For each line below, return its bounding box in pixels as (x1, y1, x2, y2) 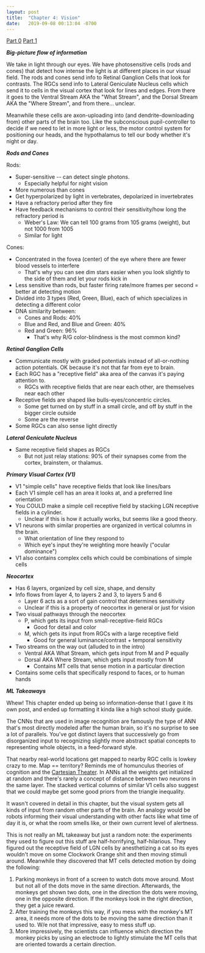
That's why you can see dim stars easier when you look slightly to (24, 269, 190, 276)
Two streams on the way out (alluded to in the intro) (15, 643, 145, 651)
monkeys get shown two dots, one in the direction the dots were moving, (15, 889, 198, 896)
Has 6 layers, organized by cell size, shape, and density (15, 585, 156, 592)
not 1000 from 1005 (24, 225, 74, 233)
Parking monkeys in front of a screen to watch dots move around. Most (15, 876, 194, 883)
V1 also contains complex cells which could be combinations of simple (15, 555, 192, 562)
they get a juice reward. (15, 902, 75, 909)
